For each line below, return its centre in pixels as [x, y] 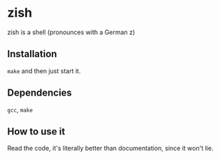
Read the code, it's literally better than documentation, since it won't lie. [110, 149]
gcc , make [20, 109]
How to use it [36, 131]
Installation [32, 54]
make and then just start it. [44, 70]
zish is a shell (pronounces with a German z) [71, 32]
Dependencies [39, 93]
